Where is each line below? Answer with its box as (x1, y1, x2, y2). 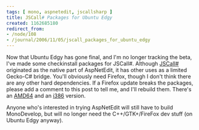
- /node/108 (6, 31, 36, 37)
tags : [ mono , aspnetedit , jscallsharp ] (6, 8, 113, 15)
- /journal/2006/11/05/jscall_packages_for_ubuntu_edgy (6, 37, 150, 43)
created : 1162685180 (6, 20, 59, 26)
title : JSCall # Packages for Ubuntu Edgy (6, 15, 113, 21)
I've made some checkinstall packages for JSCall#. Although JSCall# (6, 60, 179, 67)
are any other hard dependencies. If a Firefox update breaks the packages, (6, 79, 194, 86)
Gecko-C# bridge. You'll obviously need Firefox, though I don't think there (6, 73, 191, 80)
